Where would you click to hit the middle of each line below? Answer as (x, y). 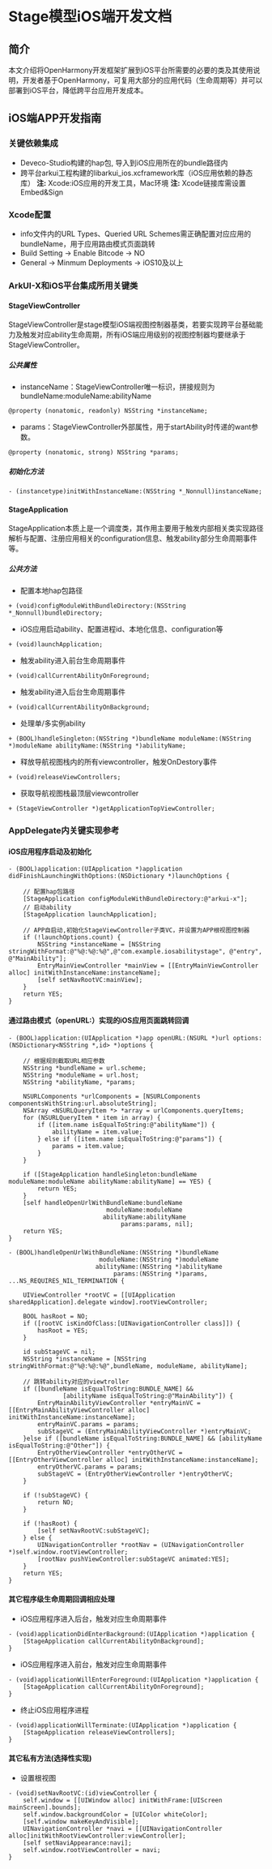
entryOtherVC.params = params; (90, 1467)
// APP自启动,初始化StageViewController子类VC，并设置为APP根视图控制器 (136, 930)
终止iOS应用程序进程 (54, 1710)
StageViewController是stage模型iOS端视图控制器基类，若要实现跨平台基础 (132, 324)
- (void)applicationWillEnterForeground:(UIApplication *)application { (134, 1679)
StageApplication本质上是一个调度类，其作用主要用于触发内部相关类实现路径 (136, 529)
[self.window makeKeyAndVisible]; (81, 1821)
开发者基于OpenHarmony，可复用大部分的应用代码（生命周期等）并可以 (142, 80)
